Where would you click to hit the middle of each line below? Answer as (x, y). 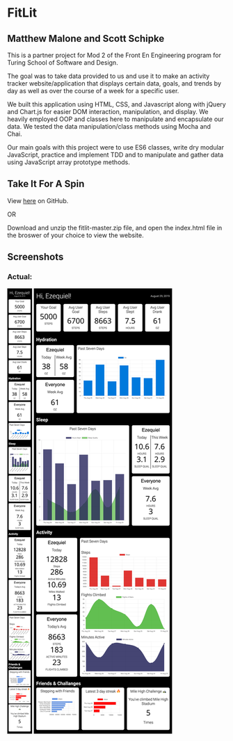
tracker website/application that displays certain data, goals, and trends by (114, 83)
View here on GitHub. (38, 200)
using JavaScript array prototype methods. (69, 162)
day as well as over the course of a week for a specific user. (93, 91)
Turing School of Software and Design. (63, 63)
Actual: (20, 277)
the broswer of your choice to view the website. (75, 235)
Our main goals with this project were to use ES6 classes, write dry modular (116, 147)
